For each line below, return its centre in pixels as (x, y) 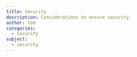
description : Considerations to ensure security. (69, 17)
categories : (21, 28)
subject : (17, 39)
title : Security (26, 12)
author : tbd (21, 23)
